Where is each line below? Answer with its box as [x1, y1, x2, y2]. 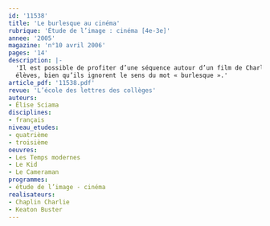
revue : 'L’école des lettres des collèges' [8, 86, 157, 95]
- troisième [8, 138, 48, 147]
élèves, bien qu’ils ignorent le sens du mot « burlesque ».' [15, 71, 228, 79]
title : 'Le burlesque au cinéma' [8, 19, 121, 27]
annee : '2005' [8, 34, 56, 42]
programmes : [8, 176, 48, 184]
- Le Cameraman [8, 168, 59, 176]
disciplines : [8, 109, 52, 117]
